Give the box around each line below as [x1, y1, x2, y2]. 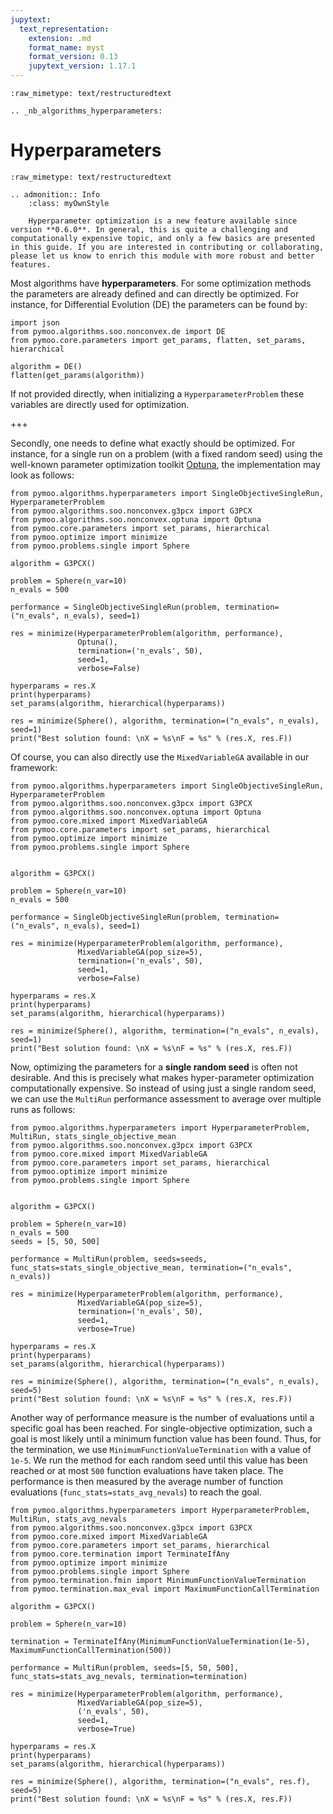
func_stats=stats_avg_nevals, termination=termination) [10, 1671, 248, 1681]
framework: [10, 761, 58, 773]
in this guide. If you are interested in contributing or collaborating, [10, 242, 325, 252]
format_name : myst [28, 42, 105, 53]
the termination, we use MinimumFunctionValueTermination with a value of [10, 1443, 312, 1455]
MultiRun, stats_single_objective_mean [10, 1131, 177, 1141]
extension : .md [28, 33, 92, 43]
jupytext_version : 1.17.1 [28, 61, 137, 71]
